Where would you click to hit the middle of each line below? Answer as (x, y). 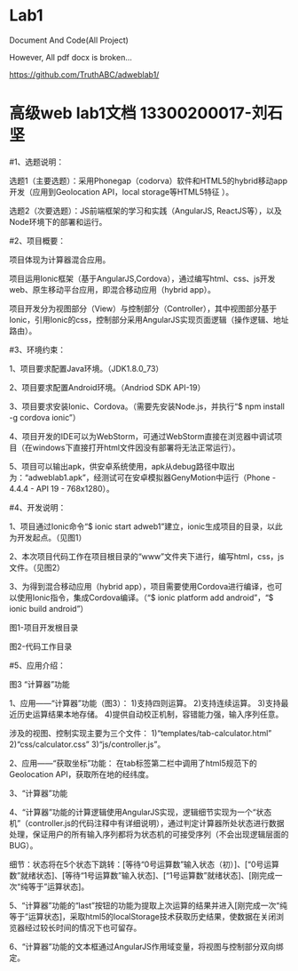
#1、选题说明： (37, 162)
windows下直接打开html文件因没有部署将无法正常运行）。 (137, 447)
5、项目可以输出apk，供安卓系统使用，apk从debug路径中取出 (122, 466)
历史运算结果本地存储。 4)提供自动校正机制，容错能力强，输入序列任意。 (150, 714)
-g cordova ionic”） (45, 417)
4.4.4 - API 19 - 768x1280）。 (62, 488)
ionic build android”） (49, 608)
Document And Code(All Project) (69, 40)
